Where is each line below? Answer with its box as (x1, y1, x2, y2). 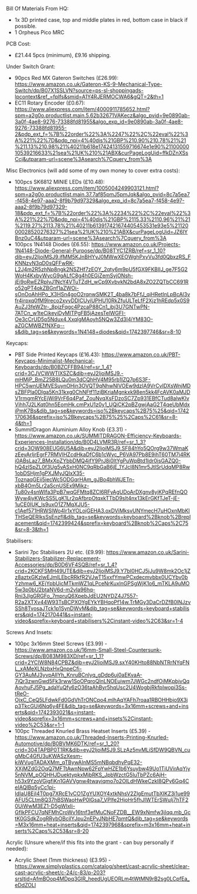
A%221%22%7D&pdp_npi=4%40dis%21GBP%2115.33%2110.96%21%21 (14, 216, 191, 223)
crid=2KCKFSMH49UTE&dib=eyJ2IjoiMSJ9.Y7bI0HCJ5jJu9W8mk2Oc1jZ (14, 567, 191, 574)
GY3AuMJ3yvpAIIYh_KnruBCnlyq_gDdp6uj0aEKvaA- (14, 671, 142, 678)
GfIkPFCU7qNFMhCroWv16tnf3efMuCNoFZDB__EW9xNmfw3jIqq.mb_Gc (14, 809, 191, 816)
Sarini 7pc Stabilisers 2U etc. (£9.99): (14, 549, 106, 555)
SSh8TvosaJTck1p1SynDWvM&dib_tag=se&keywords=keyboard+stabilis (14, 605, 189, 612)
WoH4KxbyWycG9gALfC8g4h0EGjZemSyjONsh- (14, 272, 134, 279)
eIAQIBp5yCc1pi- (14, 784, 56, 791)
